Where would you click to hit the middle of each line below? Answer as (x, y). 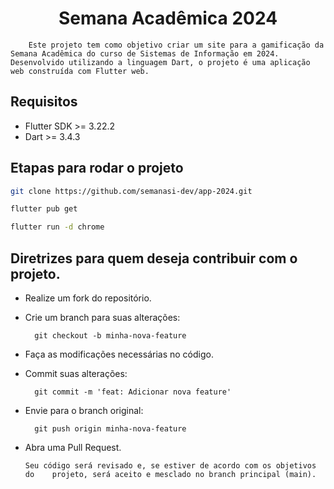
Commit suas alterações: (76, 373)
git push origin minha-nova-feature (110, 429)
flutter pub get (44, 209)
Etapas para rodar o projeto (97, 168)
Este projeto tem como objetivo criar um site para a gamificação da (176, 45)
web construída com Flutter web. (80, 71)
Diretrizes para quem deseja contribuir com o (154, 258)
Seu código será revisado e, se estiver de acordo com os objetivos (170, 466)
